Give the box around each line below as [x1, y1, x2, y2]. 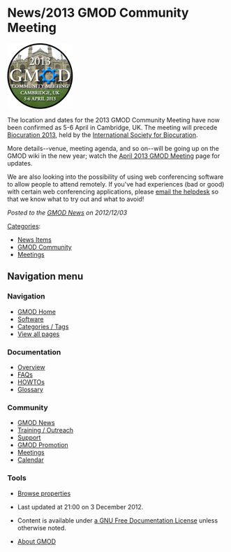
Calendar [17, 456, 44, 464]
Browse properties [17, 489, 71, 497]
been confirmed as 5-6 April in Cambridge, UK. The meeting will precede [7, 123, 218, 131]
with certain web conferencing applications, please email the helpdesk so [7, 187, 218, 196]
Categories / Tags [17, 322, 69, 331]
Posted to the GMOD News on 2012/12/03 [7, 208, 128, 217]
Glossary [17, 385, 44, 393]
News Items [17, 235, 52, 244]
